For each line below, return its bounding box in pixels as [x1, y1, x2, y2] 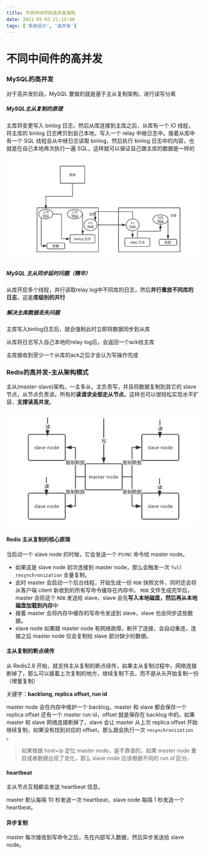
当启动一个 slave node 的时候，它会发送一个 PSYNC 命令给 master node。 [6, 550, 188, 558]
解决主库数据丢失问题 [6, 308, 60, 316]
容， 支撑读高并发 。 [6, 398, 55, 406]
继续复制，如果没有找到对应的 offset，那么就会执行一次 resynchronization [6, 726, 193, 733]
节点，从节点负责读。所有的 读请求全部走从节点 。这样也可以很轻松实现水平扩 [6, 391, 199, 398]
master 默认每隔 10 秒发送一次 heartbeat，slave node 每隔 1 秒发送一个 [6, 796, 185, 803]
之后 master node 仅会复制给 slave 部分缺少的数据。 [20, 632, 152, 640]
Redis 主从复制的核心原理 [6, 536, 71, 543]
